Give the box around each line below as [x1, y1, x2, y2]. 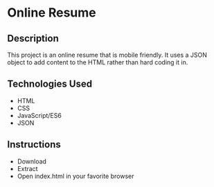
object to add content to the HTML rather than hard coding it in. [7, 58, 188, 66]
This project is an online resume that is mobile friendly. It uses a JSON [7, 51, 208, 59]
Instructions [7, 139, 61, 150]
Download [17, 157, 47, 166]
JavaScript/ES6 [17, 111, 62, 119]
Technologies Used [7, 78, 92, 90]
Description [7, 33, 59, 44]
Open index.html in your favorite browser [17, 172, 134, 180]
